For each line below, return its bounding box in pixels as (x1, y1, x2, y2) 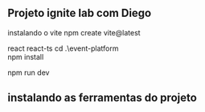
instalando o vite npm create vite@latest (7, 27, 141, 37)
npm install (7, 52, 44, 61)
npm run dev (7, 68, 50, 77)
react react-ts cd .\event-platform (7, 44, 119, 53)
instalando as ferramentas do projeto (7, 91, 198, 105)
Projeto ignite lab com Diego (7, 6, 152, 20)
